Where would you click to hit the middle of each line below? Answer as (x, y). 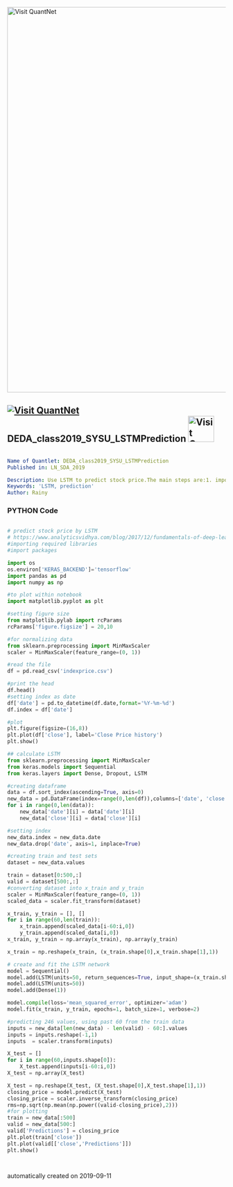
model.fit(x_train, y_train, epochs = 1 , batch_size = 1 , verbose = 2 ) (103, 1010)
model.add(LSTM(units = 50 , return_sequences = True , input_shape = (101, 977)
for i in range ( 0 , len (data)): (51, 806)
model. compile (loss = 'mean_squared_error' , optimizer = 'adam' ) (97, 1003)
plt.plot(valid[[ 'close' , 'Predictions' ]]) (69, 1144)
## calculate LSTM (34, 754)
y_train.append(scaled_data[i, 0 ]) (69, 933)
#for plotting (28, 1111)
